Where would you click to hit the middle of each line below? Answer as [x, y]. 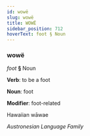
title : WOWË [21, 23]
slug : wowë [20, 17]
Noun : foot [20, 91]
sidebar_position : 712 [35, 29]
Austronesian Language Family [45, 126]
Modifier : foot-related [34, 104]
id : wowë [18, 12]
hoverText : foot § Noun [36, 34]
